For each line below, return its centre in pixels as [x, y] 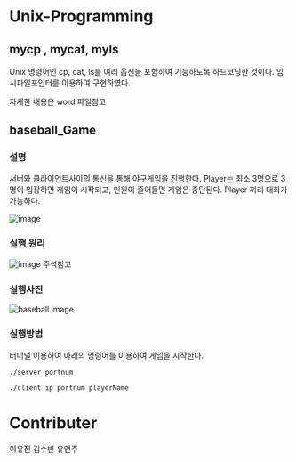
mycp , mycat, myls [64, 49]
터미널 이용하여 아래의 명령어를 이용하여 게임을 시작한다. [107, 355]
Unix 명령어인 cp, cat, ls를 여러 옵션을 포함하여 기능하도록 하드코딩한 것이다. [142, 72]
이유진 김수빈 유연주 [44, 449]
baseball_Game [53, 130]
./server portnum [41, 372]
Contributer [53, 422]
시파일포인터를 [35, 83]
